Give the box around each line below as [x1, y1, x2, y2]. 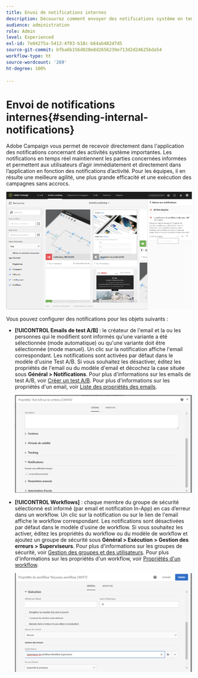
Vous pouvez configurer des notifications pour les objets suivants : [6, 315, 169, 322]
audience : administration [6, 22, 70, 28]
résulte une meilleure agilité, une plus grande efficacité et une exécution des [6, 174, 192, 181]
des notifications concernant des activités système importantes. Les [6, 149, 172, 156]
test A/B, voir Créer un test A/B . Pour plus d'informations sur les [14, 376, 170, 384]
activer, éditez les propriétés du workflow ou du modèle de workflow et [14, 530, 188, 537]
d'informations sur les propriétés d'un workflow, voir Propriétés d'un [14, 555, 181, 562]
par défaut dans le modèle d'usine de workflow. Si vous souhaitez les [14, 524, 183, 531]
